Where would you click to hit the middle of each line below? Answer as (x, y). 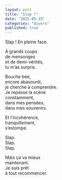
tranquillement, (20, 123)
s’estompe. (16, 128)
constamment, (20, 98)
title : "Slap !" (22, 14)
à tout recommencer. (26, 173)
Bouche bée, (18, 77)
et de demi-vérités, (24, 62)
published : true (22, 28)
